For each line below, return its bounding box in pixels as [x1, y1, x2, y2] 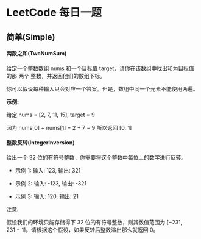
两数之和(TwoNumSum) [6, 50, 67, 57]
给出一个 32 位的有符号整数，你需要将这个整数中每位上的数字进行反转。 [6, 154, 187, 161]
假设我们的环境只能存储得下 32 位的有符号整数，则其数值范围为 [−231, [6, 218, 183, 226]
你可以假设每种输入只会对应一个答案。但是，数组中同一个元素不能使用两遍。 [6, 85, 199, 92]
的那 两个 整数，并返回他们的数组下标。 [6, 72, 105, 79]
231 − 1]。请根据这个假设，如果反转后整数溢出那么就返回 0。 [6, 226, 159, 234]
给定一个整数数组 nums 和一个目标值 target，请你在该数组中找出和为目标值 [6, 65, 194, 72]
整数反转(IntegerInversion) [6, 139, 75, 146]
